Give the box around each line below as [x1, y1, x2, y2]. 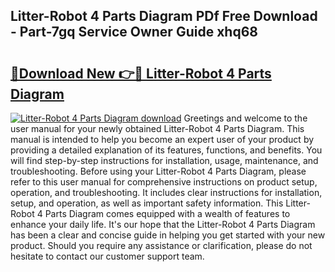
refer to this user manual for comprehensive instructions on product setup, [10, 176, 318, 188]
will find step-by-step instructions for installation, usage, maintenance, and [10, 155, 319, 166]
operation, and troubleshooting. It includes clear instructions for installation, [10, 187, 323, 198]
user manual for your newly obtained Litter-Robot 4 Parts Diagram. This [10, 123, 305, 134]
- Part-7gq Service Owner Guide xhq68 [10, 24, 258, 41]
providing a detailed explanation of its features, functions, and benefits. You [10, 144, 323, 156]
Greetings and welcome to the [183, 112, 308, 124]
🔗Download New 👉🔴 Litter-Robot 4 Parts [10, 65, 272, 82]
